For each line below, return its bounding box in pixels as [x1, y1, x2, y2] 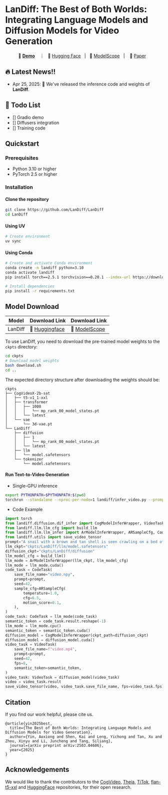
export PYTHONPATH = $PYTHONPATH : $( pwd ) [5, 493, 86, 498]
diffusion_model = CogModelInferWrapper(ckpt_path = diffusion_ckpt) [5, 633, 149, 638]
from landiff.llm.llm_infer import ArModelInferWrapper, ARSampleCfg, [5, 530, 155, 535]
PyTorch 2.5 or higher [12, 171, 57, 177]
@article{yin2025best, [5, 721, 52, 726]
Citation [5, 698, 31, 707]
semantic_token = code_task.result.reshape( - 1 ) [5, 619, 106, 624]
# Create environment [5, 234, 50, 239]
